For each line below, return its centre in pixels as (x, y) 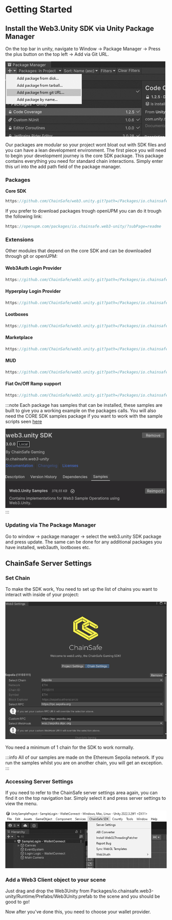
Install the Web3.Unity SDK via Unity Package (80, 29)
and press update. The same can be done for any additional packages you (84, 542)
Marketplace (19, 337)
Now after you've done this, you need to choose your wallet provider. (78, 912)
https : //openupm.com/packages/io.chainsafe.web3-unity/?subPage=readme (83, 227)
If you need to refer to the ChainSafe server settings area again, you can (81, 793)
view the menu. (21, 804)
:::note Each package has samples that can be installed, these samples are (84, 405)
